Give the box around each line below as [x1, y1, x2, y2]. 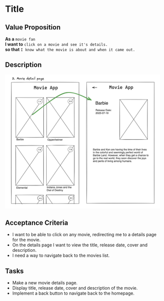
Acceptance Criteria [5, 218, 68, 227]
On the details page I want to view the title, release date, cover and [12, 242, 148, 248]
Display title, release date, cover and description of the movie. [12, 285, 138, 291]
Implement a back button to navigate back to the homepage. [12, 290, 135, 296]
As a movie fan [5, 36, 35, 42]
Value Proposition [5, 23, 61, 31]
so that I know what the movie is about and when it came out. [5, 47, 136, 52]
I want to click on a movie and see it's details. [5, 41, 108, 47]
